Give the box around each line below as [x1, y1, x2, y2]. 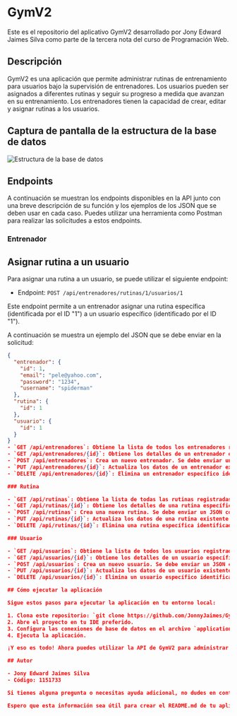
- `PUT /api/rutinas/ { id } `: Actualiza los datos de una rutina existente [7, 515, 229, 523]
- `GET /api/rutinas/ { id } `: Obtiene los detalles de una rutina [7, 503, 200, 510]
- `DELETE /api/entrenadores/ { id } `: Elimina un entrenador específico [7, 470, 219, 477]
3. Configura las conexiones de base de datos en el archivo [7, 625, 191, 633]
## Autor [7, 657, 33, 664]
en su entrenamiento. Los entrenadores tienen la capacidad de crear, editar [7, 97, 226, 105]
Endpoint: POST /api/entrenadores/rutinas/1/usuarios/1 [17, 288, 183, 297]
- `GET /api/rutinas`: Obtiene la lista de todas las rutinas [7, 495, 194, 503]
